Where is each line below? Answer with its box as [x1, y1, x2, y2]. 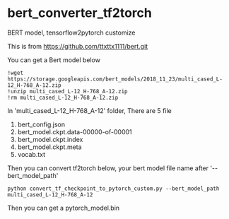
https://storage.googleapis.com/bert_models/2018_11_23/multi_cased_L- [7, 76, 223, 83]
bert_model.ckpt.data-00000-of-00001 [17, 127, 132, 136]
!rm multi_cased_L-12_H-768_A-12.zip [7, 94, 119, 101]
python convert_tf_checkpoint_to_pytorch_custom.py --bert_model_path [7, 185, 220, 192]
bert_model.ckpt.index [17, 135, 83, 143]
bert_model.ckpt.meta [17, 143, 83, 151]
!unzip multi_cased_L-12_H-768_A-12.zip [7, 88, 129, 95]
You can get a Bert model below [7, 55, 101, 64]
